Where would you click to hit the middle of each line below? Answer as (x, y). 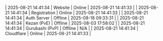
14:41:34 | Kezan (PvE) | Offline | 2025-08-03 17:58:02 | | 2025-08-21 (75, 23)
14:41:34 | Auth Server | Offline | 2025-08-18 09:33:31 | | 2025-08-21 (74, 18)
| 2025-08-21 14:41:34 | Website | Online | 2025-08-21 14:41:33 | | (71, 8)
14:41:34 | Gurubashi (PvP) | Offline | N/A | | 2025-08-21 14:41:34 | (72, 28)
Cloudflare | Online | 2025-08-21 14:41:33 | (48, 33)
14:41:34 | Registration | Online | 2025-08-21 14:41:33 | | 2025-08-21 (79, 13)
